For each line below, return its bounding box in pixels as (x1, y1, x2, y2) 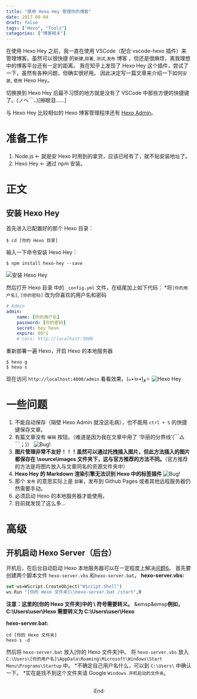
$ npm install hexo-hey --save (6, 260, 83, 267)
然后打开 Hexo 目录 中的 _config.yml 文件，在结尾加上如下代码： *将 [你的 (6, 284, 184, 291)
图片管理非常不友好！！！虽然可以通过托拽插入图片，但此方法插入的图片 (14, 448, 190, 455)
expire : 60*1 (16, 330, 49, 336)
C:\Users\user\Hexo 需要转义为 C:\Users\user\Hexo (6, 608, 135, 615)
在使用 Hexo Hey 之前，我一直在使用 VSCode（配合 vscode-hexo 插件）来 (6, 48, 187, 55)
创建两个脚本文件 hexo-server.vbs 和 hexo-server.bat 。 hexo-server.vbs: (6, 572, 185, 579)
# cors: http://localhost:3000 (16, 336, 94, 342)
